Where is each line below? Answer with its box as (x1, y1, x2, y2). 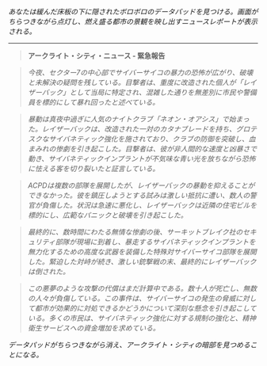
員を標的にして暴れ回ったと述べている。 (27, 97, 160, 107)
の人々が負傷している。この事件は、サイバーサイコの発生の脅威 (27, 294, 236, 303)
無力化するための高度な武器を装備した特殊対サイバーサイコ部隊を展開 (27, 247, 257, 256)
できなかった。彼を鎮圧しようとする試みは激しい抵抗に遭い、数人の (27, 191, 250, 200)
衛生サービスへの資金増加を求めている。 (27, 323, 160, 333)
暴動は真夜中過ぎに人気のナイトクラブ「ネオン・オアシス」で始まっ (27, 114, 250, 124)
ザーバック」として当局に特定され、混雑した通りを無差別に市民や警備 (27, 88, 257, 97)
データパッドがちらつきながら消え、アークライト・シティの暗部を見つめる (8, 340, 251, 349)
